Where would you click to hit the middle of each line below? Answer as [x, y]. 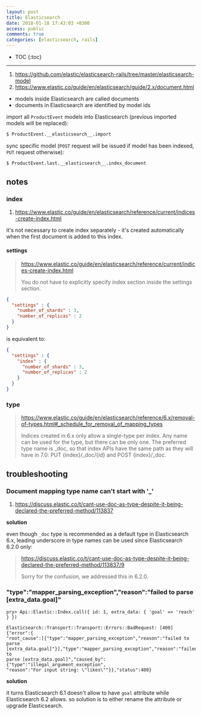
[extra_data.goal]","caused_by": [64, 660]
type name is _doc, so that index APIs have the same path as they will [107, 449]
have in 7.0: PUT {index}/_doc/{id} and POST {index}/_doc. [93, 455]
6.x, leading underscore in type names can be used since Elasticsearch [94, 540]
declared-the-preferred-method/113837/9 [73, 564]
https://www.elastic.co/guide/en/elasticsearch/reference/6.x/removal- [108, 418]
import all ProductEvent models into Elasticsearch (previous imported [91, 117]
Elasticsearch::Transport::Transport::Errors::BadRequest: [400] [90, 628]
